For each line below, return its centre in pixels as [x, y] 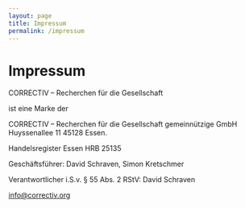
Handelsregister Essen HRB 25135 [65, 148]
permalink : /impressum [46, 31]
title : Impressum [37, 23]
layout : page [30, 16]
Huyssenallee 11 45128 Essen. [58, 133]
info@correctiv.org [39, 195]
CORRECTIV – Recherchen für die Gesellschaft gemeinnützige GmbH [123, 124]
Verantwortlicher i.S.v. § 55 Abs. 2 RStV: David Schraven [102, 180]
